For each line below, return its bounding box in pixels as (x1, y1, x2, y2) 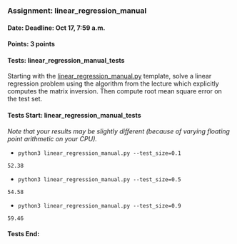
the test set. (7, 95, 43, 103)
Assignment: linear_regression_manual (7, 6, 147, 16)
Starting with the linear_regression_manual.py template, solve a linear (7, 72, 212, 81)
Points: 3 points (7, 40, 56, 49)
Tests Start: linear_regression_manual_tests (7, 111, 141, 119)
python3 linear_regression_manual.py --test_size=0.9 (17, 202, 181, 209)
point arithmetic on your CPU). (7, 134, 98, 143)
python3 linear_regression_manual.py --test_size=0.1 (17, 149, 181, 157)
